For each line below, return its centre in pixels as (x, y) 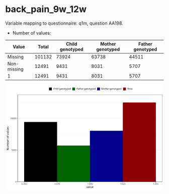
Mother (108, 44)
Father (145, 44)
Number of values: (32, 33)
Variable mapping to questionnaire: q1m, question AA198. (64, 23)
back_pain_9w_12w (46, 9)
